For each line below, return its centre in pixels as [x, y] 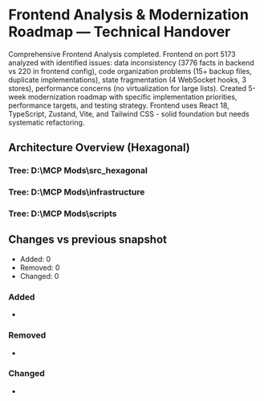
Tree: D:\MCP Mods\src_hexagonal [78, 170]
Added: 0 [35, 259]
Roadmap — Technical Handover [120, 32]
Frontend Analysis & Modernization [128, 15]
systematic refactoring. [47, 122]
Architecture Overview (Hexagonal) [100, 147]
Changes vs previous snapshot [87, 240]
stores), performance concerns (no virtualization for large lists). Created [128, 88]
